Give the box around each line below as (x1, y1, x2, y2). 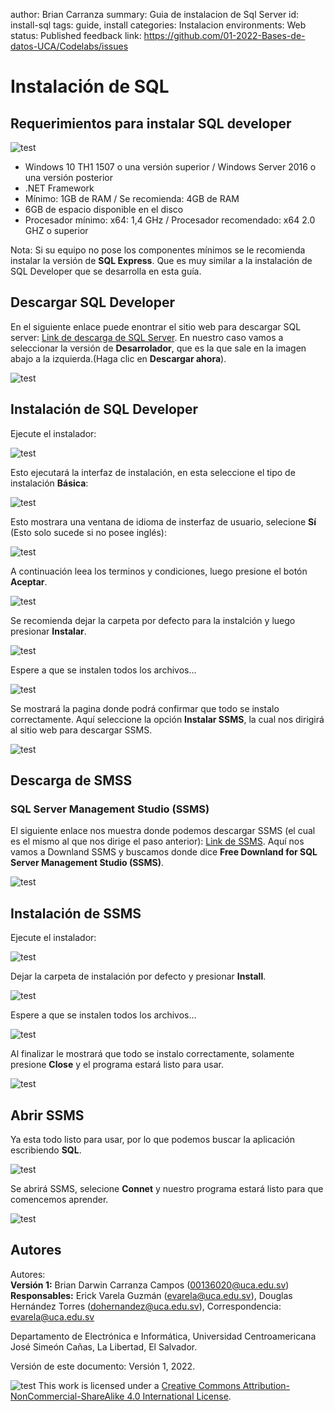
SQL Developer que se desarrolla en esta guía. (10, 265, 202, 277)
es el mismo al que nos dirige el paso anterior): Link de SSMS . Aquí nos (10, 835, 305, 848)
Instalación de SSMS (10, 905, 142, 922)
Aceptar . (10, 575, 48, 588)
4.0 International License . (126, 1390, 232, 1402)
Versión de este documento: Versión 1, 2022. (10, 1360, 196, 1372)
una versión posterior (24, 172, 113, 183)
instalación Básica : (10, 477, 89, 489)
